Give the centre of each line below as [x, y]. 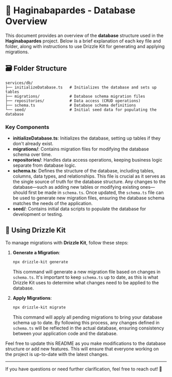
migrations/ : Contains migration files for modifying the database [81, 149]
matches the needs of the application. [53, 204]
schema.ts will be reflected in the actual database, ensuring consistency [88, 328]
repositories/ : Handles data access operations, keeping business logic [88, 160]
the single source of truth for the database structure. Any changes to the [89, 182]
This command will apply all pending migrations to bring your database [88, 317]
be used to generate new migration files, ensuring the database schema [89, 198]
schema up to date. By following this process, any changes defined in [86, 322]
